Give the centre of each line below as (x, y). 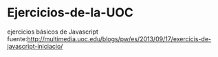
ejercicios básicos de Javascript (53, 32)
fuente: (17, 38)
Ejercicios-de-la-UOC (70, 13)
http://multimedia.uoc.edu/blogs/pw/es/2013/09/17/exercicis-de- (119, 38)
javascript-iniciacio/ (35, 46)
